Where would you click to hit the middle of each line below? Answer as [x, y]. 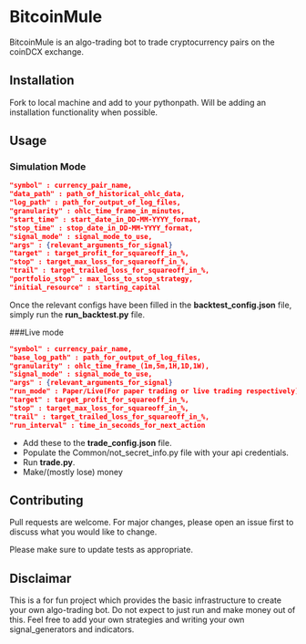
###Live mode [36, 332]
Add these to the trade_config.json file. [97, 442]
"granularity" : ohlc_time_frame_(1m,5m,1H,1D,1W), [109, 366]
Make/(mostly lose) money [72, 472]
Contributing [46, 500]
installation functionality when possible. [83, 112]
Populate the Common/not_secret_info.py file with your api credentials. [156, 452]
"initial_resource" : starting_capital [85, 287]
